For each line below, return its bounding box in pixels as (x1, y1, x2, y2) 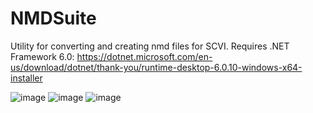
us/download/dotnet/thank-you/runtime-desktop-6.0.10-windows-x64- (10, 61, 303, 73)
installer (10, 72, 43, 84)
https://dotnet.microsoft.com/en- (76, 50, 213, 62)
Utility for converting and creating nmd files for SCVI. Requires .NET (10, 40, 290, 52)
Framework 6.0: (10, 50, 75, 62)
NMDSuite (10, 7, 97, 30)
